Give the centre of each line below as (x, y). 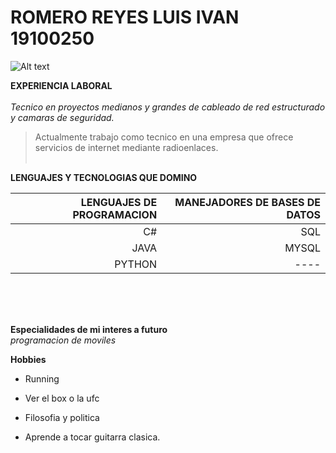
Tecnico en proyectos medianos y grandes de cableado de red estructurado (168, 107)
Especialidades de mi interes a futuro (89, 329)
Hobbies (28, 359)
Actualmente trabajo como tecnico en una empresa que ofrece (164, 137)
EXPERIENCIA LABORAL (61, 85)
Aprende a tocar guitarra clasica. (92, 437)
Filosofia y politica (62, 417)
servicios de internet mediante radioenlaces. (126, 147)
